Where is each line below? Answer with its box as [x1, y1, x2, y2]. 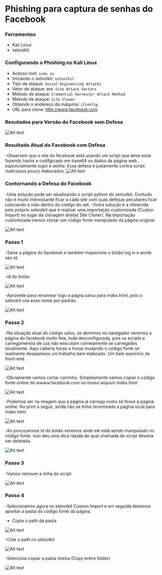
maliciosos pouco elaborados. [5, 168, 65, 174]
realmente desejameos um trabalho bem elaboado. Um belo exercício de [5, 351, 150, 357]
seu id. [5, 255, 18, 261]
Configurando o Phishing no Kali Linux [5, 59, 97, 66]
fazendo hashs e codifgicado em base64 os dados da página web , [5, 158, 140, 164]
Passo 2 [5, 319, 24, 326]
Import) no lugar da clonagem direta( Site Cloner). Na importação [5, 212, 136, 218]
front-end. [5, 356, 26, 362]
